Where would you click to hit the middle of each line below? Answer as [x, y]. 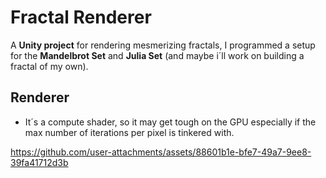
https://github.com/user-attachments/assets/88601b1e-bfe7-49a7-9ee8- [161, 152]
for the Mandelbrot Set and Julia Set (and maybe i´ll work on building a [157, 55]
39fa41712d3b [39, 162]
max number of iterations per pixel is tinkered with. [129, 132]
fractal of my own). [49, 66]
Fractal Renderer [81, 17]
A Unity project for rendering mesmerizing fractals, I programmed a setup [163, 45]
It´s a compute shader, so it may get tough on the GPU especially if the [170, 122]
